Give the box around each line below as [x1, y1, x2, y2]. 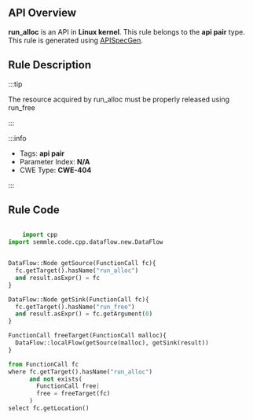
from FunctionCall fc [8, 360, 79, 368]
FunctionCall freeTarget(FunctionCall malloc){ [8, 332, 167, 340]
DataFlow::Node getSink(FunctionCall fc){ [8, 295, 149, 304]
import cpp [22, 231, 58, 239]
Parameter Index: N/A [19, 157, 90, 166]
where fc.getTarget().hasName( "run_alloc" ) [8, 367, 153, 376]
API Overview [8, 6, 77, 20]
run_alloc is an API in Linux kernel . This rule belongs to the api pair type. [8, 27, 245, 36]
